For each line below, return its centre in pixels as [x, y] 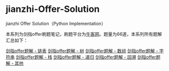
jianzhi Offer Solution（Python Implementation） [56, 23]
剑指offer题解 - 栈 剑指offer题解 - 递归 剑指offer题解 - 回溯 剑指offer [86, 57]
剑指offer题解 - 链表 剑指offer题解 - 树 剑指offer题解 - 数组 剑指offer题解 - [82, 51]
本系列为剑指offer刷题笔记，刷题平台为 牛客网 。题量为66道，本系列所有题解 [84, 34]
